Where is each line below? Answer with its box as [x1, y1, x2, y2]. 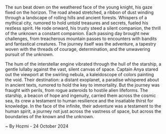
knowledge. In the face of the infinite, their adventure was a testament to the [5, 103, 162, 109]
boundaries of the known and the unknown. [5, 114, 94, 119]
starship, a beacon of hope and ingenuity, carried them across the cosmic [5, 92, 156, 98]
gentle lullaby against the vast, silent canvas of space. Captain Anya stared [5, 66, 159, 72]
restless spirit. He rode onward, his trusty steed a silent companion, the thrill [5, 25, 161, 31]
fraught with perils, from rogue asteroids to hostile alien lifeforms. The [5, 88, 148, 93]
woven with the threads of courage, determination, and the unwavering [5, 46, 150, 52]
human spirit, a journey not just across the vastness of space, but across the [5, 108, 162, 114]
